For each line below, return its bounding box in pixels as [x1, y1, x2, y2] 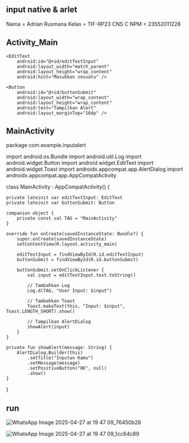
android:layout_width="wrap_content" [17, 95, 110, 100]
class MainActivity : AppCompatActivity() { [6, 183, 110, 191]
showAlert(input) [27, 324, 70, 330]
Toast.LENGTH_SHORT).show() [6, 308, 76, 315]
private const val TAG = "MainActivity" [17, 216, 118, 221]
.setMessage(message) [27, 360, 81, 366]
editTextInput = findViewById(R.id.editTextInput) [17, 252, 144, 258]
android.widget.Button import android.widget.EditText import [6, 159, 154, 167]
